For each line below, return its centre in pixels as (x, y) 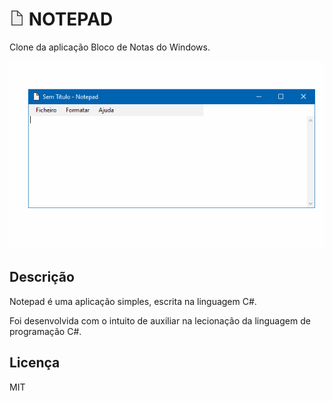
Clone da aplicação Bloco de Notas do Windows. (110, 47)
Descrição (42, 277)
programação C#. (45, 331)
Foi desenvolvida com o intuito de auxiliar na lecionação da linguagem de (160, 320)
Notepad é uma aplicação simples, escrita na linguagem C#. (133, 301)
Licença (35, 363)
